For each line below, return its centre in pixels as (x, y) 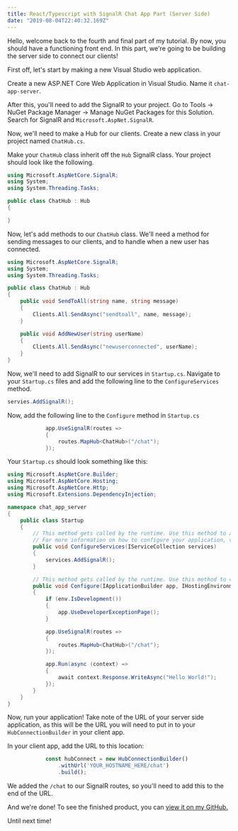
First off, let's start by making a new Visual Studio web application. (104, 69)
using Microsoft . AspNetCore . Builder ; (63, 475)
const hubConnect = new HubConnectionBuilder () (117, 759)
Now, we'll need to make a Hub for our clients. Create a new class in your (114, 133)
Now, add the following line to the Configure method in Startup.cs (103, 415)
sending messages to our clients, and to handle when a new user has (108, 241)
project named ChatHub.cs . (46, 141)
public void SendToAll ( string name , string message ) (100, 301)
